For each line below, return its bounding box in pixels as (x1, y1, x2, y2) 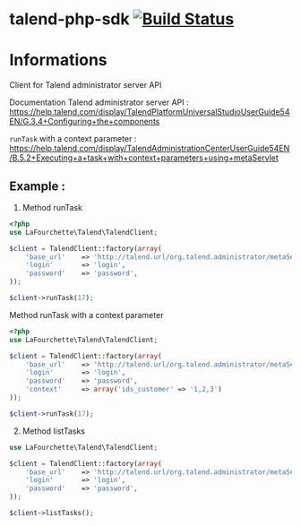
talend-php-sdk (9, 9, 130, 30)
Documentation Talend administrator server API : (9, 97, 189, 108)
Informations (9, 50, 107, 71)
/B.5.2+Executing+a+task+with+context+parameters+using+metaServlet (9, 152, 279, 163)
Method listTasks (21, 426, 85, 436)
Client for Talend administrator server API (9, 80, 162, 91)
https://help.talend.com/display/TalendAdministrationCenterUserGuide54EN (9, 143, 290, 154)
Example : (9, 178, 65, 194)
